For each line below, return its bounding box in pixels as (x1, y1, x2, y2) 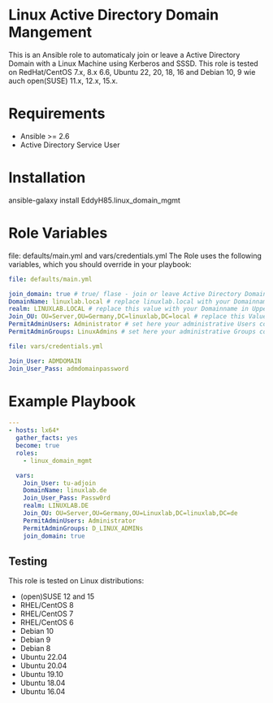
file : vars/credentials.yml (8, 342, 104, 351)
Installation (8, 168, 86, 187)
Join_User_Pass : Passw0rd (23, 494, 111, 502)
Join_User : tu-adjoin (23, 478, 96, 487)
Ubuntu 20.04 (19, 661, 67, 670)
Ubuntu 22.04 (19, 653, 67, 662)
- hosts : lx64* (8, 426, 60, 434)
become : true (15, 442, 60, 450)
